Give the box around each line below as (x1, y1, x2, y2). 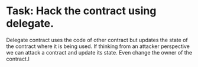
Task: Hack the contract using (6, 4, 157, 18)
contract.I (6, 55, 30, 62)
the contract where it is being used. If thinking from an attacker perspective (6, 43, 190, 50)
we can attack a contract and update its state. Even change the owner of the (6, 49, 193, 56)
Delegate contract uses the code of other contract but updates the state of (6, 36, 188, 43)
